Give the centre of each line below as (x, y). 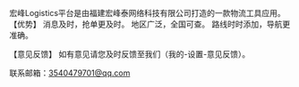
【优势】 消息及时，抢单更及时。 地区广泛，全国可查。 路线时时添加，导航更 (150, 24)
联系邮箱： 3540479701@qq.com (70, 73)
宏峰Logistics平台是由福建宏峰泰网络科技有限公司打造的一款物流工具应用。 (148, 13)
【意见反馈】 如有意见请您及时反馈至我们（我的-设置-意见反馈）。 (130, 54)
